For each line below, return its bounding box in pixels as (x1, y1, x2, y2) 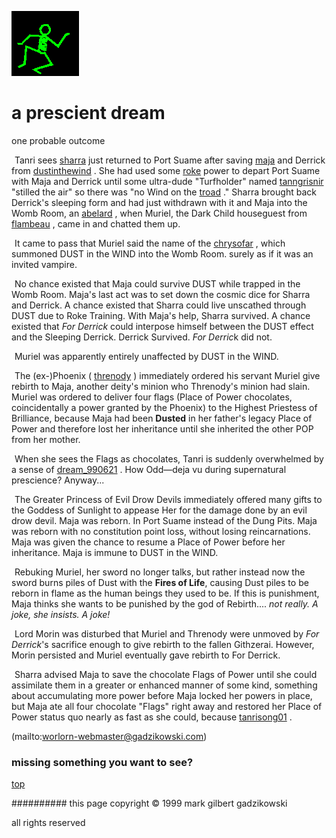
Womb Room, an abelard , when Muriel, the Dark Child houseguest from (11, 207, 308, 219)
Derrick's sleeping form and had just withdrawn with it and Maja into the (11, 196, 308, 208)
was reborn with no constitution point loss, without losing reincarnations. (11, 525, 311, 537)
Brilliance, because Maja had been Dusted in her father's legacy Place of (11, 412, 313, 424)
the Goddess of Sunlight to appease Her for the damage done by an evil (11, 504, 308, 516)
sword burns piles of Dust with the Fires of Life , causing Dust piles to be (11, 576, 309, 588)
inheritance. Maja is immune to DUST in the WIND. (11, 546, 219, 558)
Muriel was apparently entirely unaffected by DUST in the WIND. (14, 350, 279, 362)
